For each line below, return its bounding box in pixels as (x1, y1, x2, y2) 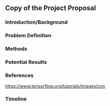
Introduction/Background (5, 19, 68, 26)
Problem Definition (5, 32, 52, 39)
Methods (5, 46, 27, 53)
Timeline (5, 96, 27, 103)
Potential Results (5, 59, 47, 66)
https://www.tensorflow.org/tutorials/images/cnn (5, 83, 106, 89)
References (5, 72, 34, 79)
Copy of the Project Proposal (5, 4, 96, 12)
